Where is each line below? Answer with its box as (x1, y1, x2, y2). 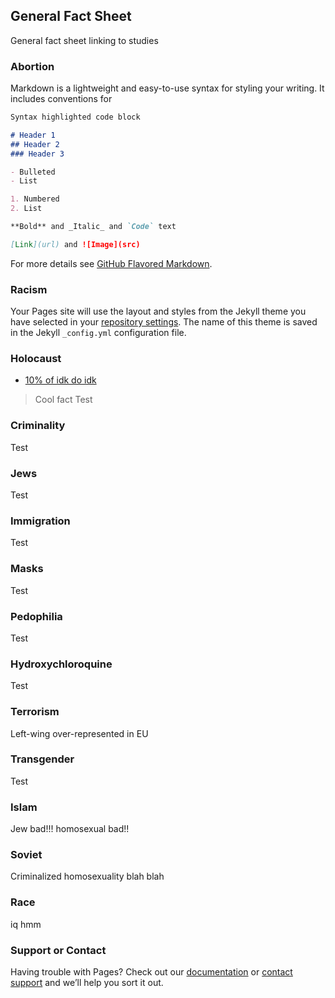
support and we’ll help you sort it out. (10, 977, 164, 989)
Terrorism (10, 705, 60, 719)
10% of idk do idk (24, 374, 97, 386)
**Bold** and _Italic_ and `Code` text (10, 222, 177, 232)
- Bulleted (10, 167, 56, 177)
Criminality (10, 419, 66, 433)
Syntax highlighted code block (10, 112, 141, 123)
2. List (10, 204, 43, 214)
